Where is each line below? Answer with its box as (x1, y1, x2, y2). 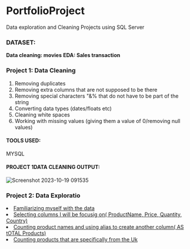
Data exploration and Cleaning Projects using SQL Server (6, 24, 145, 31)
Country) (6, 217, 28, 224)
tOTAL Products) (6, 230, 46, 237)
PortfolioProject (6, 4, 85, 18)
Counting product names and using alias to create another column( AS (14, 224, 184, 231)
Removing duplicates (14, 79, 66, 87)
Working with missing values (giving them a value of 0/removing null (14, 117, 181, 124)
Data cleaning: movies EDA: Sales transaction (6, 52, 121, 59)
